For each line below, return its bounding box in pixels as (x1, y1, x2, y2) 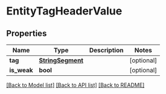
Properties (6, 28, 47, 39)
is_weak (9, 66, 33, 74)
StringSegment (39, 56, 83, 64)
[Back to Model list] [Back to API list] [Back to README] (6, 81, 145, 89)
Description (89, 46, 124, 54)
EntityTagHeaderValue (6, 4, 123, 18)
